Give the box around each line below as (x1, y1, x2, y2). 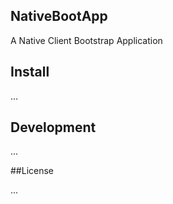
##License (10, 165, 55, 177)
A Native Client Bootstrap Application (10, 34, 163, 46)
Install (10, 64, 50, 81)
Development (10, 119, 97, 136)
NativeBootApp (10, 8, 108, 25)
